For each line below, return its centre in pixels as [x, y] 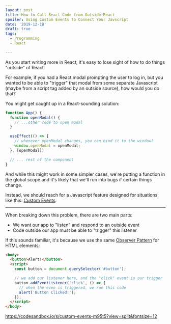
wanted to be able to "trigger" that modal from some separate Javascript [81, 83]
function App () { [24, 113]
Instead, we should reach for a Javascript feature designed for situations [81, 195]
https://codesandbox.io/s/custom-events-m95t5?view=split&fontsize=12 [81, 316]
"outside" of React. [25, 67]
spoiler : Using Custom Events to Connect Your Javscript [67, 19]
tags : [11, 34]
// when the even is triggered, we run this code [72, 288]
